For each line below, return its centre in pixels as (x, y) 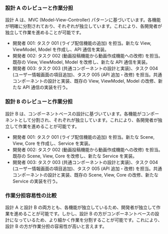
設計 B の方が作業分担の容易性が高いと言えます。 (56, 226)
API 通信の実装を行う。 (46, 87)
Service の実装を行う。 (36, 181)
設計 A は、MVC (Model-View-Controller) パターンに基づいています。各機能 (83, 20)
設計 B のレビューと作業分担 (39, 102)
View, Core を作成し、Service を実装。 (52, 143)
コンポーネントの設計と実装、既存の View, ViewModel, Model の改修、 (85, 81)
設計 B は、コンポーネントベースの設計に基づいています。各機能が (73, 113)
